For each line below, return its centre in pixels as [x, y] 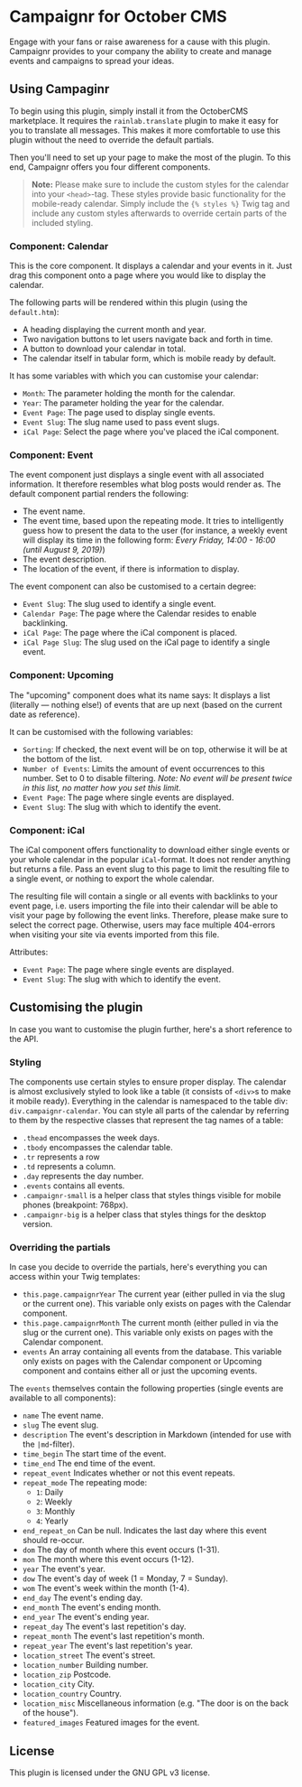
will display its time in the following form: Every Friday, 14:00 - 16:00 [149, 540]
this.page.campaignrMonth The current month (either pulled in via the [151, 1323]
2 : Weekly [54, 1502]
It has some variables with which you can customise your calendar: [134, 376]
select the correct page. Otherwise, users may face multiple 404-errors [142, 925]
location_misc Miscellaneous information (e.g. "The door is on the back [156, 1703]
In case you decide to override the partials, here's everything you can [138, 1267]
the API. [24, 1038]
